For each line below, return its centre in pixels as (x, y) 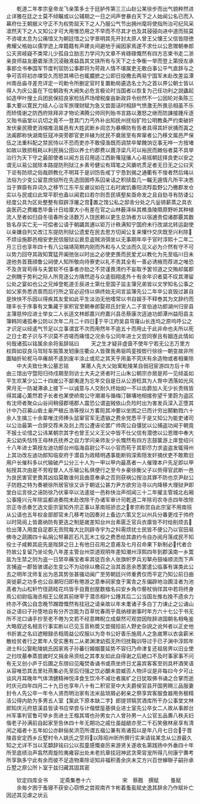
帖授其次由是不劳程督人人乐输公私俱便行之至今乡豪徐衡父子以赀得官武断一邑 (100, 470)
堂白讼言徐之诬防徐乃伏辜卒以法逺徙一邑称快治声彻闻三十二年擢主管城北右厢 (100, 492)
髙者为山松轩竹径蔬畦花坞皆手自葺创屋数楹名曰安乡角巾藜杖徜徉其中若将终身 (100, 589)
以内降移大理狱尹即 (170, 485)
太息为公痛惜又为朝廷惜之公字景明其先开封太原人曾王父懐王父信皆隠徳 (108, 38)
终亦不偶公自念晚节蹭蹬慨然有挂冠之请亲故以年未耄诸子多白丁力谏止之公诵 (97, 604)
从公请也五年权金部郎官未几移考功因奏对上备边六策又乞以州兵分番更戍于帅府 (100, 514)
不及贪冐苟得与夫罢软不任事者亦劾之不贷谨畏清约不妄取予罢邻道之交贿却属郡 (100, 269)
